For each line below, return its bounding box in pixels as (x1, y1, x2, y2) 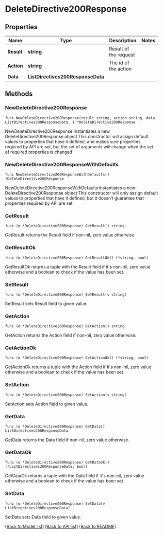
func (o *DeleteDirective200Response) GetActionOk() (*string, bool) (5, 356, 149, 360)
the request (109, 52, 135, 58)
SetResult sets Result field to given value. (5, 301, 88, 306)
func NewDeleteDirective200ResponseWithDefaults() (5, 172, 110, 177)
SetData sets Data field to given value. (5, 514, 81, 520)
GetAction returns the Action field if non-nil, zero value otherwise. (5, 332, 137, 338)
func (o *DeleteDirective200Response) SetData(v (5, 501, 105, 506)
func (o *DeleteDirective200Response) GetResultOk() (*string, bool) (5, 255, 149, 260)
